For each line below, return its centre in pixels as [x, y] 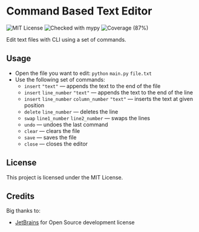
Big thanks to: [23, 211]
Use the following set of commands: [60, 79]
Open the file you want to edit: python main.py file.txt [83, 73]
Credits [21, 196]
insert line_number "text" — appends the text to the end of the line [109, 92]
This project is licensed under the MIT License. [65, 177]
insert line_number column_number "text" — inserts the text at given [109, 98]
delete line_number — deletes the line [71, 111]
